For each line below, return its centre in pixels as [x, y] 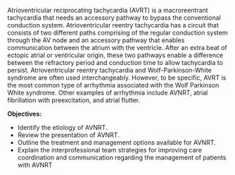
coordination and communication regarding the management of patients [122, 157]
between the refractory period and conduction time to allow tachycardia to [115, 62]
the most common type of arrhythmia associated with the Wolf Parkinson [113, 85]
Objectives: [25, 114]
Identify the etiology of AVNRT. [62, 127]
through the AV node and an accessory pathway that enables [96, 40]
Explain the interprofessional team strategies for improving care [109, 150]
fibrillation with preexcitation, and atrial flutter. [74, 100]
